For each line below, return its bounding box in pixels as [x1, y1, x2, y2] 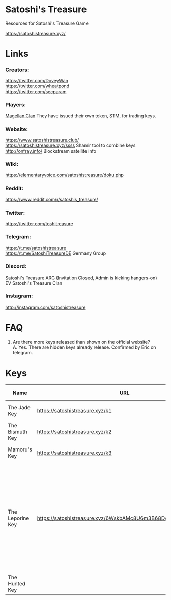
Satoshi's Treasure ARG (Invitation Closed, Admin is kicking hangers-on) [5, 275, 157, 281]
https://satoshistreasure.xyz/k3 [37, 449, 112, 456]
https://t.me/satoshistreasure [5, 245, 66, 251]
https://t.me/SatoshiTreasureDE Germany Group [5, 250, 106, 256]
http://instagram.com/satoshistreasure [5, 304, 86, 310]
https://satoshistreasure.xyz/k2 [37, 428, 112, 435]
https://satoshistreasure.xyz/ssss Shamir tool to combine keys [5, 142, 136, 148]
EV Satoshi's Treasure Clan [5, 280, 63, 286]
